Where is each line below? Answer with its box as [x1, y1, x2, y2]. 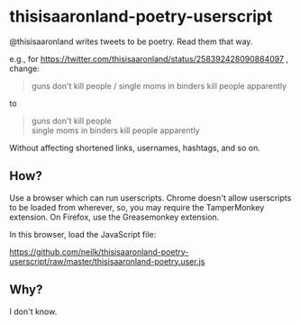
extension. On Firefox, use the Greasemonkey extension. [9, 211, 220, 222]
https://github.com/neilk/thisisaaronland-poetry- [9, 246, 189, 257]
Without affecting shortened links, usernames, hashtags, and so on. [9, 142, 261, 153]
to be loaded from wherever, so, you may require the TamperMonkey [9, 202, 265, 212]
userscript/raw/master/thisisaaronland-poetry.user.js [9, 256, 205, 266]
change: [9, 63, 41, 74]
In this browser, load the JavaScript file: [9, 229, 157, 239]
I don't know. [9, 306, 58, 317]
